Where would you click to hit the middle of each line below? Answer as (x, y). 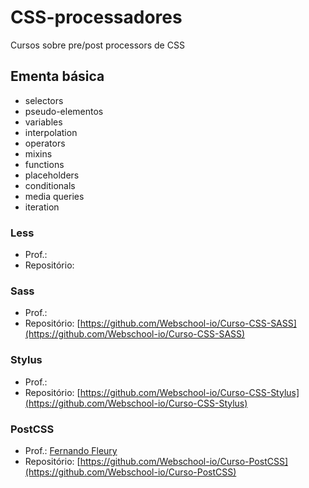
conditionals (50, 185)
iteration (42, 207)
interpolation (51, 132)
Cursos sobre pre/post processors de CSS (97, 45)
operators (45, 143)
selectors (44, 100)
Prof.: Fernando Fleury (71, 450)
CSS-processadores (96, 17)
